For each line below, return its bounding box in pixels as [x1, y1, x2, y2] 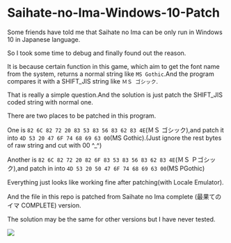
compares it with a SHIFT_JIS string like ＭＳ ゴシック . [7, 77, 159, 85]
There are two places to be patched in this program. [7, 111, 157, 120]
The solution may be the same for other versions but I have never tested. [7, 214, 216, 224]
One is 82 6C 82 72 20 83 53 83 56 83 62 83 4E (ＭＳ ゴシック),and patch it [7, 125, 224, 134]
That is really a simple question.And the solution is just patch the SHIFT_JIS [7, 91, 223, 99]
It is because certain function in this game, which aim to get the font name [7, 62, 221, 70]
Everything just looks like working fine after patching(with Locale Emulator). [7, 178, 224, 186]
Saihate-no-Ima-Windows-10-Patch [7, 5, 221, 21]
